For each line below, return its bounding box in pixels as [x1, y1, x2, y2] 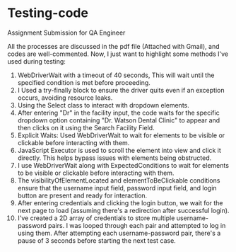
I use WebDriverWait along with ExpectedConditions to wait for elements [17, 161, 230, 169]
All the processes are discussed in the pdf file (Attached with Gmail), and [7, 42, 220, 50]
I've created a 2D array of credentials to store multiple [17, 214, 175, 222]
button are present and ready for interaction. [17, 191, 148, 200]
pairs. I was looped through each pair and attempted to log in [48, 221, 226, 229]
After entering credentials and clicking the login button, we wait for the [17, 198, 224, 207]
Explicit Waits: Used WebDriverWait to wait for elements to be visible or [17, 131, 225, 139]
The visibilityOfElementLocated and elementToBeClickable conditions [17, 176, 220, 185]
